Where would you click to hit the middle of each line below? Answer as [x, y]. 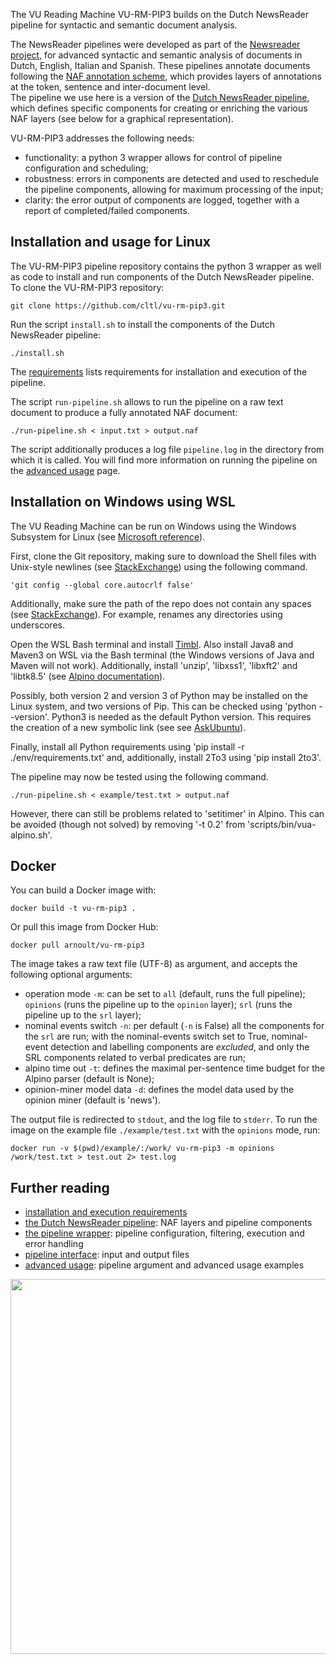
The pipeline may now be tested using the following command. [139, 776]
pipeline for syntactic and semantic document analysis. [124, 25]
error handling [54, 1244]
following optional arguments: [71, 975]
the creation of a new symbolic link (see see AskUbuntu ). [128, 727]
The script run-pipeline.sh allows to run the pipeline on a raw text [147, 401]
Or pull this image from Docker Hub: [84, 927]
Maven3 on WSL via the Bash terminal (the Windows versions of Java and [162, 655]
